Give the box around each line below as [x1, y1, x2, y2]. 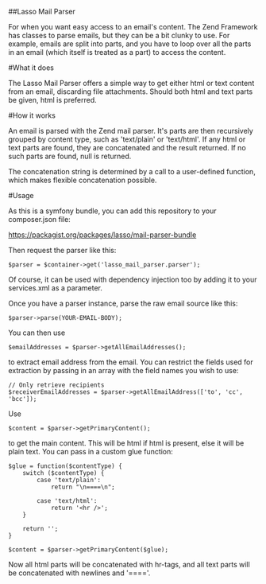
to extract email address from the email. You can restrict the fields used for [8, 357, 253, 367]
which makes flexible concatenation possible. [8, 175, 157, 185]
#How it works [8, 111, 56, 120]
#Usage [8, 191, 34, 200]
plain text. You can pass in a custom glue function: [8, 447, 173, 456]
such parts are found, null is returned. [8, 151, 132, 161]
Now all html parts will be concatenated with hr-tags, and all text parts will [8, 560, 250, 569]
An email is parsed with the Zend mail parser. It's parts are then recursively [8, 127, 254, 135]
